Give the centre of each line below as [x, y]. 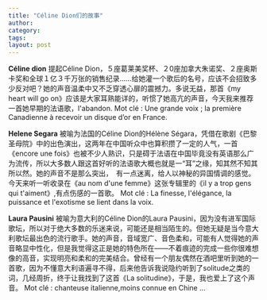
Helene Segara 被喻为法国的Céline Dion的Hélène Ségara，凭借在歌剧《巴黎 [133, 134]
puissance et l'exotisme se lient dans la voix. [81, 202]
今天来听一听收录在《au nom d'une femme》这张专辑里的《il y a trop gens [130, 183]
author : [21, 23]
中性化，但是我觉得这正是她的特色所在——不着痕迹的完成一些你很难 [140, 248]
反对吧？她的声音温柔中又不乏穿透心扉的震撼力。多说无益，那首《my [128, 89]
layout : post [30, 45]
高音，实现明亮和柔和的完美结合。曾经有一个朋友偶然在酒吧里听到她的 [137, 258]
